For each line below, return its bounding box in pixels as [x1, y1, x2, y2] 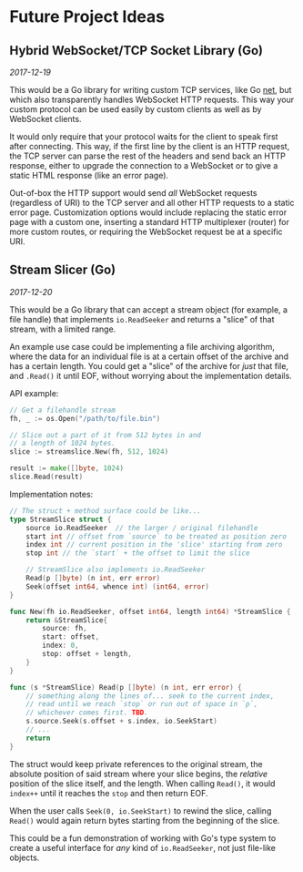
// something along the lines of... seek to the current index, [25, 691, 275, 701]
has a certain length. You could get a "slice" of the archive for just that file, [9, 360, 289, 371]
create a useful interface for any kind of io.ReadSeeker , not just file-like [9, 842, 276, 853]
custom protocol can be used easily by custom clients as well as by [9, 104, 262, 115]
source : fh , [42, 624, 88, 633]
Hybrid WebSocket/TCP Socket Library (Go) [9, 43, 264, 58]
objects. [9, 852, 40, 863]
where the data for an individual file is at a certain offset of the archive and [9, 351, 289, 362]
